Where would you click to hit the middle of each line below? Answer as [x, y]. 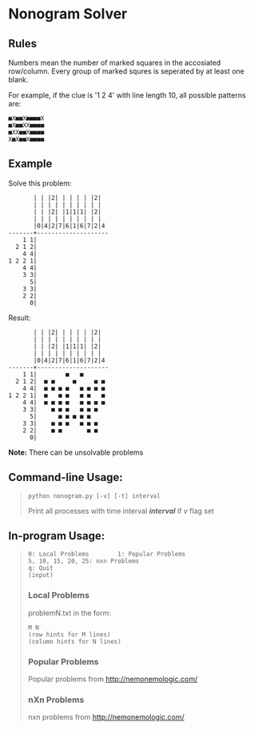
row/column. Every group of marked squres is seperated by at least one [127, 71]
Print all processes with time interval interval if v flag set [121, 511]
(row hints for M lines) [69, 634]
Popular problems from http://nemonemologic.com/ [113, 679]
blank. [18, 80]
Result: [20, 318]
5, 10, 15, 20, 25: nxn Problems [83, 561]
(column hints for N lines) [74, 641]
